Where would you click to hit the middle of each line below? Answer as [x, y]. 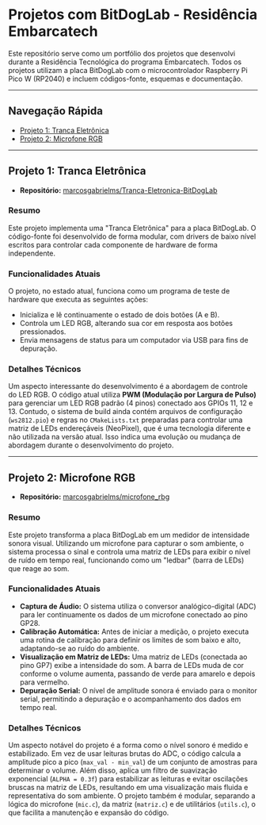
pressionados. [43, 332]
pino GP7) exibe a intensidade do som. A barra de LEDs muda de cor [131, 665]
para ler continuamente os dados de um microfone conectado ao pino [133, 614]
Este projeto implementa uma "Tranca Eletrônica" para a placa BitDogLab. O [132, 228]
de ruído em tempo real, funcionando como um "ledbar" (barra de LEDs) [126, 560]
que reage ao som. [39, 568]
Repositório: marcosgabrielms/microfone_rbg [95, 497]
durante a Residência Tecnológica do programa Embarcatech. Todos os [125, 62]
